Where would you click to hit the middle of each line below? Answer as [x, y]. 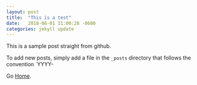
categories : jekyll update [40, 29]
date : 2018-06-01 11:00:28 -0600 [51, 23]
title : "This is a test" [39, 18]
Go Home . [19, 76]
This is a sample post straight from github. [59, 46]
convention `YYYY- [30, 64]
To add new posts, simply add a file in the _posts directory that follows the [99, 58]
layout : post [23, 12]
